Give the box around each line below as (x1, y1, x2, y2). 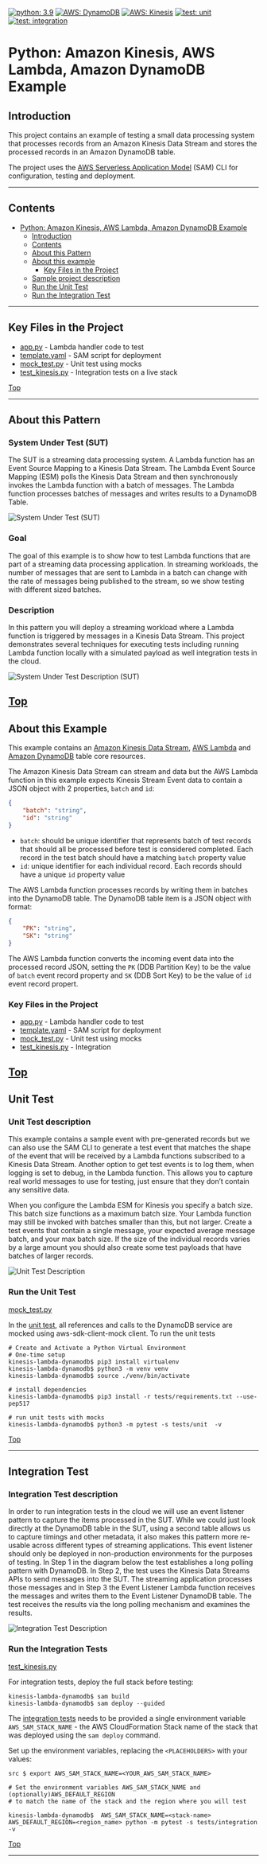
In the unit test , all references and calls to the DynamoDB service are (8, 1320, 233, 1329)
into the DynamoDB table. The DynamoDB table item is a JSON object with (8, 893, 252, 903)
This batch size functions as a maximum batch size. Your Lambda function (8, 1209, 252, 1219)
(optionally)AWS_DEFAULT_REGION (8, 1790, 115, 1798)
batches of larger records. (8, 1251, 94, 1261)
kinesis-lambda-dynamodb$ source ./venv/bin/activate (8, 1372, 191, 1380)
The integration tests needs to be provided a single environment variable (8, 1713, 246, 1722)
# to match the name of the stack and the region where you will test (8, 1797, 247, 1805)
